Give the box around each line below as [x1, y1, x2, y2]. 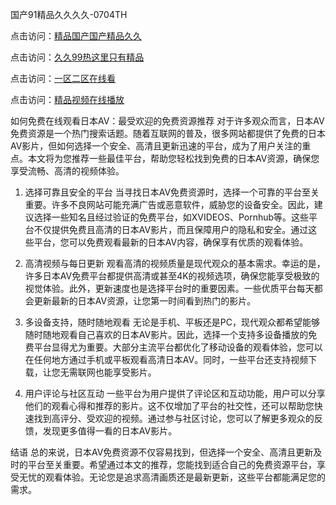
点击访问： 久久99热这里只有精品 [10, 51, 145, 63]
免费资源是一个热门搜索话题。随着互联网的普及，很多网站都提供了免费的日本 [10, 128, 326, 139]
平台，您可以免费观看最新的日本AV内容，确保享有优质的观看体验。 [33, 236, 309, 248]
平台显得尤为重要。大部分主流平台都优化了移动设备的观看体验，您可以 [33, 341, 323, 353]
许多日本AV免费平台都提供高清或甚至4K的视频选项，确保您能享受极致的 [24, 270, 320, 282]
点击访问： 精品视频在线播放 [10, 94, 125, 105]
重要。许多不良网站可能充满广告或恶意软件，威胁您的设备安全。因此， [24, 199, 315, 210]
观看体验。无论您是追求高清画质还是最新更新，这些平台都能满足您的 [44, 471, 326, 483]
